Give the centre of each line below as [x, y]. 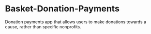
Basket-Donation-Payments [62, 9]
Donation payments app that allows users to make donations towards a [76, 22]
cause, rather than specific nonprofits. [43, 26]
